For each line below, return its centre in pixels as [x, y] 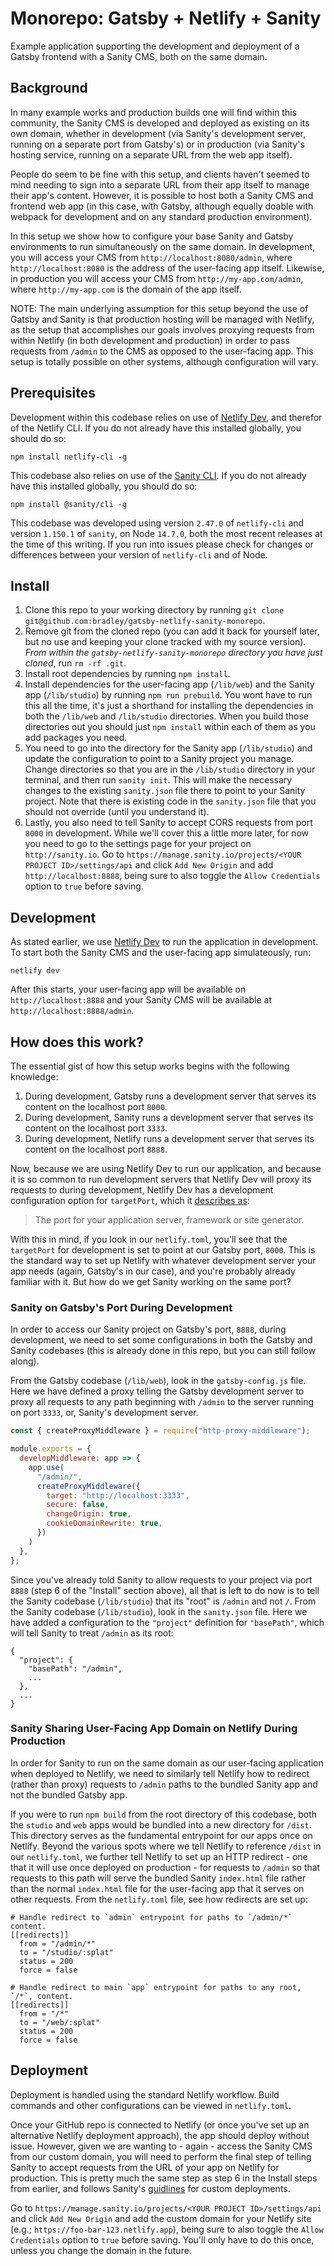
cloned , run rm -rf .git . [75, 663]
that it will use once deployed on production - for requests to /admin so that [165, 1867]
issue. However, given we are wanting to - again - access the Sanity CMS [161, 2146]
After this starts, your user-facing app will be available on [128, 989]
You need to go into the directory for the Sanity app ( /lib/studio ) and [168, 748]
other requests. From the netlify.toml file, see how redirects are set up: [159, 1899]
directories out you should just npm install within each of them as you [170, 727]
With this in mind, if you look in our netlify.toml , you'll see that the [149, 1239]
